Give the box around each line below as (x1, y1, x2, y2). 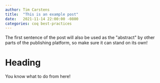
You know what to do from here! (5, 74, 71, 80)
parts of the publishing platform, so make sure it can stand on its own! (5, 40, 148, 46)
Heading (5, 57, 41, 68)
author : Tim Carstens (5, 7, 50, 12)
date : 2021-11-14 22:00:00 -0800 (5, 16, 79, 21)
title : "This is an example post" (5, 12, 79, 17)
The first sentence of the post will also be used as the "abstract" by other (5, 35, 155, 41)
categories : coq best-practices (5, 21, 72, 26)
